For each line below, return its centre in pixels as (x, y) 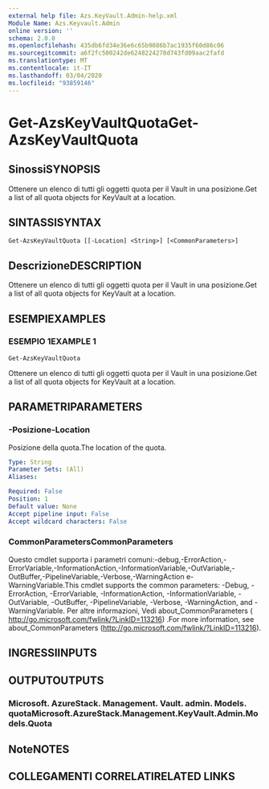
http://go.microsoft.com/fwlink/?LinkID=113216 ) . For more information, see (131, 619)
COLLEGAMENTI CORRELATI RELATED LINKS (122, 777)
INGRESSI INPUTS (53, 653)
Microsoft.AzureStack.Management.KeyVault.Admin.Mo (145, 713)
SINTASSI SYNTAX (55, 222)
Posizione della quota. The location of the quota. (88, 448)
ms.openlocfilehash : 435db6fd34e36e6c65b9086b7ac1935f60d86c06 (116, 46)
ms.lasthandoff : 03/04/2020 (55, 76)
